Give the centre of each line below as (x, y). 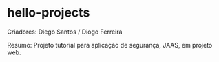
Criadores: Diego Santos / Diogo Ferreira (65, 32)
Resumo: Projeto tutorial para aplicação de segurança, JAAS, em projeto (110, 45)
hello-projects (49, 13)
